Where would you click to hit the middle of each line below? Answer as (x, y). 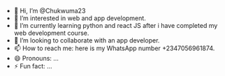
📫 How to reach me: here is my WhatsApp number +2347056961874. (114, 48)
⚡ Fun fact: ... (33, 66)
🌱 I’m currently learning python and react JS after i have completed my (116, 25)
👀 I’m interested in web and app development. (80, 18)
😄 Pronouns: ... (36, 58)
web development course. (51, 33)
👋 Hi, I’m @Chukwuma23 (50, 11)
